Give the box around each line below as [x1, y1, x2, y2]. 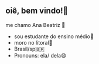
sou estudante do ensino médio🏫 [13, 33, 94, 40]
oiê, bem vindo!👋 [5, 6, 69, 16]
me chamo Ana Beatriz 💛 [5, 21, 66, 28]
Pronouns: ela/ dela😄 [13, 52, 67, 59]
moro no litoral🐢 [13, 39, 53, 46]
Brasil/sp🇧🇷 [13, 45, 45, 52]
